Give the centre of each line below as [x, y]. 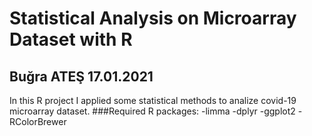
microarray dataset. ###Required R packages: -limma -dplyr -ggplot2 [152, 111]
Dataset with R [71, 39]
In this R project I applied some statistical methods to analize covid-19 [153, 100]
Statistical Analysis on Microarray [153, 18]
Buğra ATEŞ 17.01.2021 [81, 76]
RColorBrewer [38, 121]
